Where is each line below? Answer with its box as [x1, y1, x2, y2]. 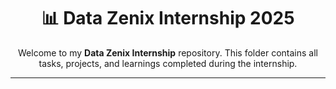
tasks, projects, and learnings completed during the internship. [38, 57, 298, 69]
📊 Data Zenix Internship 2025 [41, 7, 295, 30]
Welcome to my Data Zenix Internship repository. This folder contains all [18, 46, 318, 59]
